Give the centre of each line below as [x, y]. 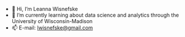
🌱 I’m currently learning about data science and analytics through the [95, 15]
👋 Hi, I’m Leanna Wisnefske [45, 9]
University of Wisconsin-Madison [52, 21]
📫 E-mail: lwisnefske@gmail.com [52, 28]
